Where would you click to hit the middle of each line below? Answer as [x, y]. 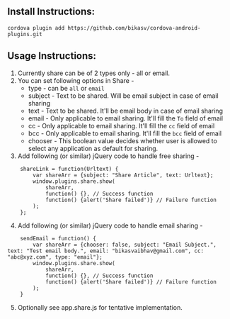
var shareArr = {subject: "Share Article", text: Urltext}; [123, 175]
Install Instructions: [51, 12]
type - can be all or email [66, 88]
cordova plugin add [36, 28]
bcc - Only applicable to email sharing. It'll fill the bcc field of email [125, 133]
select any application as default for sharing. [93, 148]
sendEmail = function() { [58, 238]
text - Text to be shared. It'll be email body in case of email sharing [125, 111]
